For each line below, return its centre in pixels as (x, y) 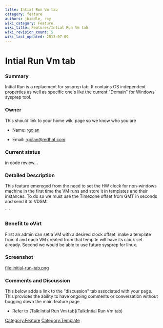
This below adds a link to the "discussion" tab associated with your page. (79, 291)
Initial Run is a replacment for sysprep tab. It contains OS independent (75, 87)
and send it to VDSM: (26, 202)
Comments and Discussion (38, 280)
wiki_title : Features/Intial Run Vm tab (47, 28)
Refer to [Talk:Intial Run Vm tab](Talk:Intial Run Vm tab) (67, 311)
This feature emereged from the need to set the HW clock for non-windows (81, 186)
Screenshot (19, 257)
